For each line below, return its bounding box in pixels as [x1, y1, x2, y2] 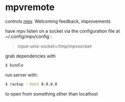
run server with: [5, 72, 38, 78]
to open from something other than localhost [5, 90, 98, 97]
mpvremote [5, 2, 55, 13]
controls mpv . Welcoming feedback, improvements [5, 18, 111, 24]
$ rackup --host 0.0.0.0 [5, 81, 57, 87]
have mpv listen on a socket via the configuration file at [5, 28, 120, 34]
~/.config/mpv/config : [5, 33, 52, 39]
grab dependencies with [5, 53, 56, 59]
